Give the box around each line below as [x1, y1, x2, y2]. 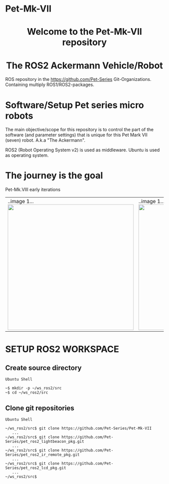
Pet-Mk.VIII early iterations [5, 186, 61, 192]
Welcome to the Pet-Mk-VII [27, 26, 142, 38]
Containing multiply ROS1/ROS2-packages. [5, 81, 95, 88]
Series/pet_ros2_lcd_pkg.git [5, 465, 66, 470]
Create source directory [5, 363, 82, 372]
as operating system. [5, 152, 49, 158]
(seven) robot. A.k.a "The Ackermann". [5, 137, 86, 143]
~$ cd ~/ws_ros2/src [5, 390, 49, 395]
